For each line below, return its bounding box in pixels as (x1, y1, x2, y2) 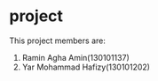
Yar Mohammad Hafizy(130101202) (21, 62, 151, 72)
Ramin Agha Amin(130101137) (21, 52, 130, 63)
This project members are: (9, 35, 107, 46)
